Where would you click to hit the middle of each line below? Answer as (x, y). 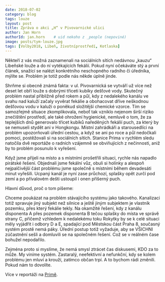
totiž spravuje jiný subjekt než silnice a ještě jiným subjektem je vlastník (78, 203)
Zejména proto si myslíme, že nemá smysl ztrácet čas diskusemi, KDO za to (82, 249)
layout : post (18, 23)
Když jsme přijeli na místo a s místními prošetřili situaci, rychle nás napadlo (81, 157)
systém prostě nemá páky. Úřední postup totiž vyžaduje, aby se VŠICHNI (79, 229)
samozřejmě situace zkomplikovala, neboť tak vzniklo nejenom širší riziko (80, 112)
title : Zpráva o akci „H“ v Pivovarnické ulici (55, 28)
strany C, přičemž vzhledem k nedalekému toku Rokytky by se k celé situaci (82, 219)
